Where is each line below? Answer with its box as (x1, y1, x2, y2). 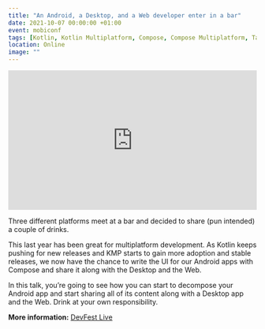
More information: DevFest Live (8, 312, 113, 322)
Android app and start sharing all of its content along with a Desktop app (8, 289, 244, 298)
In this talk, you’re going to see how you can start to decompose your (8, 281, 233, 290)
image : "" (8, 48, 41, 56)
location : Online (8, 41, 65, 49)
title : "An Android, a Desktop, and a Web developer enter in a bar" (8, 11, 242, 20)
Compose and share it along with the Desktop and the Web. (8, 265, 202, 275)
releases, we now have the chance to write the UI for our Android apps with (8, 257, 254, 267)
